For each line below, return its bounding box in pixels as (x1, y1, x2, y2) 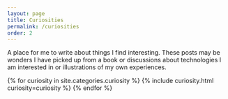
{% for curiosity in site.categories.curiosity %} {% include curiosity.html (7, 77, 214, 85)
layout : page (7, 10, 45, 17)
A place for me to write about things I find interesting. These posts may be (7, 48, 221, 57)
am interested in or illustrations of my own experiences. (7, 63, 167, 71)
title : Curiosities (7, 17, 64, 24)
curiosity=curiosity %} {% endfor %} (7, 84, 113, 92)
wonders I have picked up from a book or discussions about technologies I (7, 56, 222, 64)
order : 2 (7, 29, 33, 37)
